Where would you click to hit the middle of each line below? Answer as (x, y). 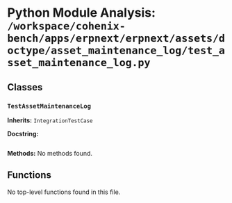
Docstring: (23, 133)
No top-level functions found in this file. (64, 192)
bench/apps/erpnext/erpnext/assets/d (116, 39)
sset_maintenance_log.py (79, 63)
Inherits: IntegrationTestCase (50, 120)
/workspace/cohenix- (67, 26)
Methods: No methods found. (50, 153)
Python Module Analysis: (82, 13)
